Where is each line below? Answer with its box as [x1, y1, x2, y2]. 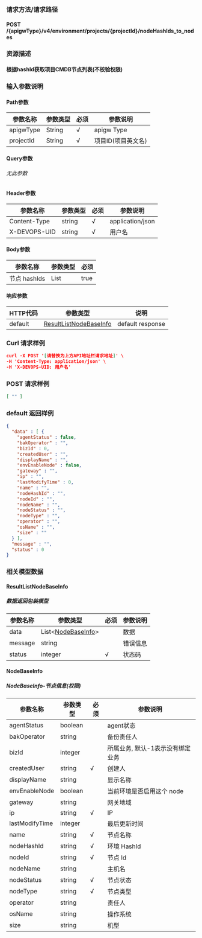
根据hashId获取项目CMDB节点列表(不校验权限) [6, 66, 123, 73]
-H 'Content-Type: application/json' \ [6, 359, 106, 365]
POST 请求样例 [6, 379, 50, 388]
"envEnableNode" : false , [17, 462, 82, 468]
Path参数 [6, 98, 29, 106]
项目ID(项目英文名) [94, 137, 147, 145]
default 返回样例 [6, 409, 54, 417]
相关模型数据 [6, 567, 44, 576]
